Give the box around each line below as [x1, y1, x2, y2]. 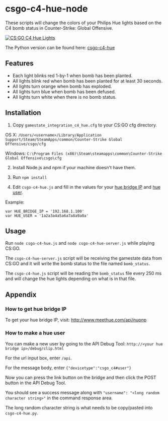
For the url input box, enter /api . [5, 355, 72, 361]
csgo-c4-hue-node [5, 3, 88, 15]
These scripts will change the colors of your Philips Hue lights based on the [5, 20, 162, 26]
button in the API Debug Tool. [5, 380, 66, 386]
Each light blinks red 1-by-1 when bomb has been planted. [12, 73, 133, 79]
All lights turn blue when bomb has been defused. [12, 89, 116, 95]
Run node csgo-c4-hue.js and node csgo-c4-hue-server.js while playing [5, 240, 155, 246]
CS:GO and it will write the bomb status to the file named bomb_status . [5, 260, 150, 267]
